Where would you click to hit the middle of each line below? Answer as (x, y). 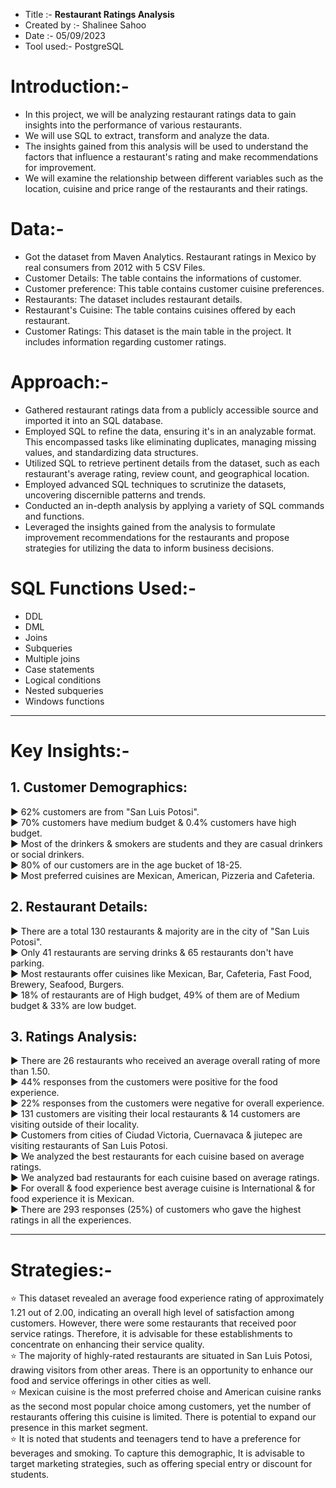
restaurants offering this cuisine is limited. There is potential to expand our (163, 1417)
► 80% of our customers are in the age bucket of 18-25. (126, 865)
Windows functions (64, 701)
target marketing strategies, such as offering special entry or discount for (161, 1464)
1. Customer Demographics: (99, 787)
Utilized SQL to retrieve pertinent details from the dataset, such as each (172, 463)
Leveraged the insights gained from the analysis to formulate (150, 526)
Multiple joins (52, 658)
